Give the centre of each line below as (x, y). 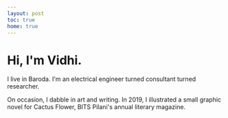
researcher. (23, 86)
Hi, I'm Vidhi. (45, 60)
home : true (23, 26)
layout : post (26, 13)
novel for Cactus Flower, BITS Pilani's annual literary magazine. (96, 107)
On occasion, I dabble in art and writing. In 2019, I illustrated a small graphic (114, 99)
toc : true (21, 20)
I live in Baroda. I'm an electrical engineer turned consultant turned (102, 79)
